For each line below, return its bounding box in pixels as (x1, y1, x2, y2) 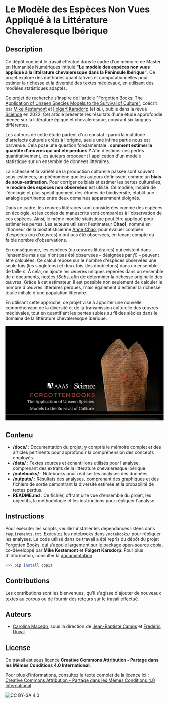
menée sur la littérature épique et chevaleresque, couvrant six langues (5, 117, 151, 122)
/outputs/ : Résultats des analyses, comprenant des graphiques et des (12, 476, 159, 482)
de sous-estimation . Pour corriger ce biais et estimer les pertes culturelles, (5, 179, 162, 185)
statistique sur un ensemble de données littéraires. (5, 158, 110, 165)
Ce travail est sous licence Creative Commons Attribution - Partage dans (5, 657, 159, 663)
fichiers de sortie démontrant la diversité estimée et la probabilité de (12, 481, 154, 488)
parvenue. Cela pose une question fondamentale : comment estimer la (5, 142, 152, 148)
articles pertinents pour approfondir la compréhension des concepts (12, 449, 154, 455)
